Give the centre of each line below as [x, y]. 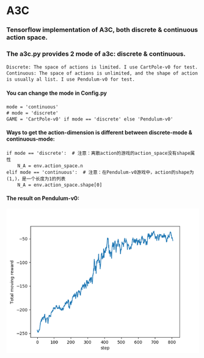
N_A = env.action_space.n [50, 166]
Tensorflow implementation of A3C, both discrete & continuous [102, 30]
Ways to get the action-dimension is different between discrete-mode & [99, 133]
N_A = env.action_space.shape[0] [60, 185]
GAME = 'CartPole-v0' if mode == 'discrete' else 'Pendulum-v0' [90, 119]
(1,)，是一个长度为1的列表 [36, 179]
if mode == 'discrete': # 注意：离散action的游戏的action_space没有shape [98, 153]
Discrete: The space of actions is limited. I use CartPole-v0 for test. [102, 67]
